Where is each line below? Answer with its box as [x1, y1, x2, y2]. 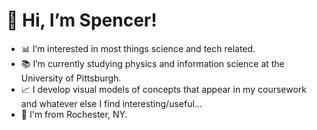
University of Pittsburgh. [20, 72, 122, 84]
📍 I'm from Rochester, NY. [20, 108, 128, 120]
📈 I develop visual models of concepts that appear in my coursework [20, 83, 307, 95]
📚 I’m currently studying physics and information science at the [20, 57, 285, 69]
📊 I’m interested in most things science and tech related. [20, 42, 256, 54]
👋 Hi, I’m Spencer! [6, 9, 158, 32]
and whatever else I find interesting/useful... [20, 97, 203, 109]
